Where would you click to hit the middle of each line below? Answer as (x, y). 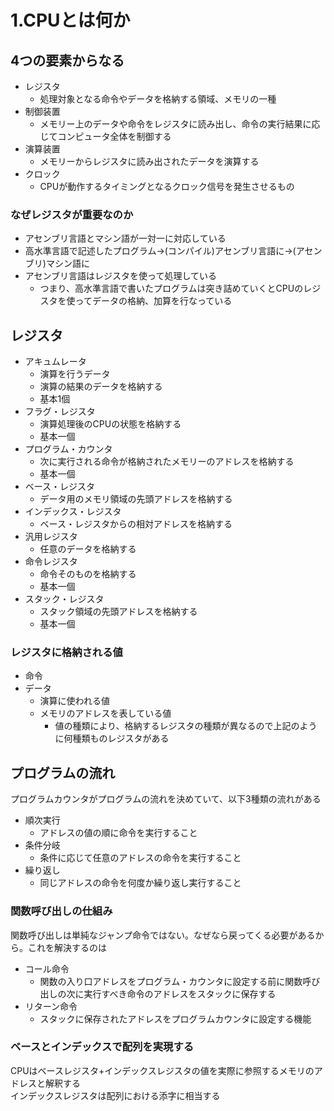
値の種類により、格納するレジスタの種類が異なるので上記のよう (186, 726)
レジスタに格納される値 (66, 653)
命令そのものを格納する (88, 574)
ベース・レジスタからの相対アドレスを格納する (136, 524)
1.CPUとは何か (70, 20)
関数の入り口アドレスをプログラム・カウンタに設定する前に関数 (171, 981)
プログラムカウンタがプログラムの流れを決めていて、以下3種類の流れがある (166, 799)
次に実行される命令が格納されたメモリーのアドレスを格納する (167, 462)
